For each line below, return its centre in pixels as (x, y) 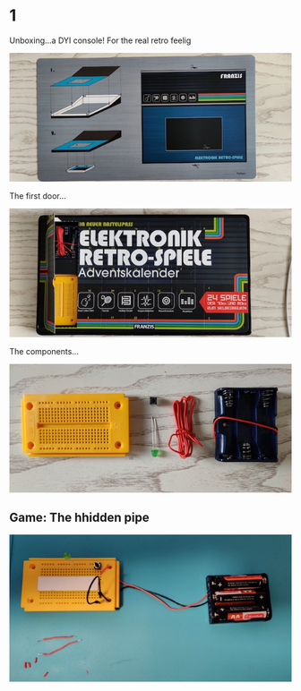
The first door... (38, 196)
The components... (44, 351)
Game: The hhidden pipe (79, 518)
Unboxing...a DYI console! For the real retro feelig (100, 40)
